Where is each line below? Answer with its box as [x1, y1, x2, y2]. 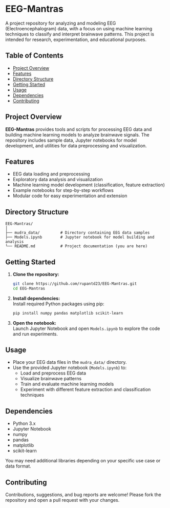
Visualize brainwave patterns [20, 376, 82, 382]
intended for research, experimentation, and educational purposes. [5, 36, 147, 43]
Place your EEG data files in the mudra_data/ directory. [12, 359, 127, 365]
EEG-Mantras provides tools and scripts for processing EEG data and [5, 126, 152, 132]
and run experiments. [12, 330, 58, 337]
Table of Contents [5, 51, 64, 60]
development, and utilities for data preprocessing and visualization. [5, 142, 147, 149]
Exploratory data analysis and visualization [12, 177, 103, 183]
